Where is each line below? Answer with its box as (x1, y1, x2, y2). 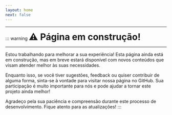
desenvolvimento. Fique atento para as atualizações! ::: (5, 103, 122, 110)
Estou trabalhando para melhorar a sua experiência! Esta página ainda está (5, 51, 164, 57)
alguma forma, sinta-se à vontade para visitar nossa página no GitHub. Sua (5, 77, 164, 83)
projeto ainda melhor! (5, 88, 51, 95)
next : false (5, 12, 31, 17)
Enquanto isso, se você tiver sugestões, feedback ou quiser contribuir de (5, 72, 160, 78)
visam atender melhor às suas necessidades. (5, 62, 101, 68)
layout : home (5, 7, 33, 13)
